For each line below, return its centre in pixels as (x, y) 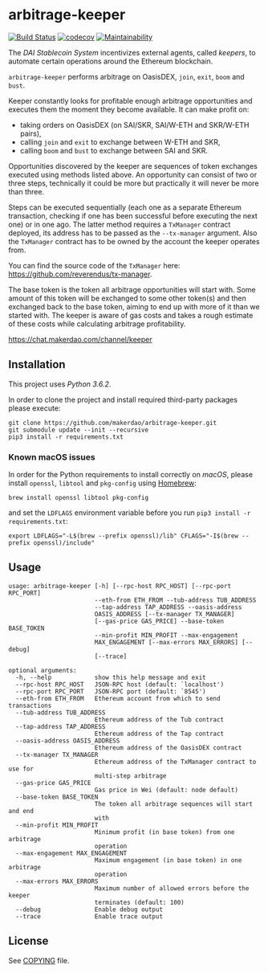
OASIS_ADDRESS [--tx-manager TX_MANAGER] (164, 614)
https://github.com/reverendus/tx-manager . (80, 274)
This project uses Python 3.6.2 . (60, 384)
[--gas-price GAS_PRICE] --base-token (159, 621)
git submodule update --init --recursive (79, 430)
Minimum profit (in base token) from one (164, 832)
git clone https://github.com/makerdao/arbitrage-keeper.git (113, 423)
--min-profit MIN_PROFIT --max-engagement (166, 635)
